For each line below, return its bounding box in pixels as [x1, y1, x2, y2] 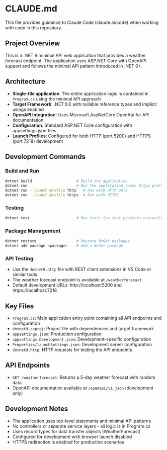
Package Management [5, 227, 61, 234]
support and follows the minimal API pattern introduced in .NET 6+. [5, 63, 143, 69]
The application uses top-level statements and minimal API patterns [12, 418, 151, 424]
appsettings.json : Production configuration [12, 331, 102, 337]
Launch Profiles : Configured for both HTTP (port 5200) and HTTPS [12, 133, 151, 139]
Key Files [5, 302, 34, 310]
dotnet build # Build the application [5, 179, 128, 184]
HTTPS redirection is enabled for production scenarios [12, 439, 124, 445]
